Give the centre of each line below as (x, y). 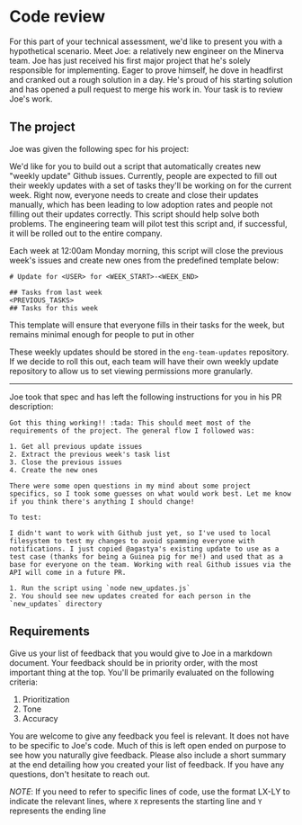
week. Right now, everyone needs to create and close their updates (134, 194)
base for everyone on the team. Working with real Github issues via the (151, 564)
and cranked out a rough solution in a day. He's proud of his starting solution (151, 79)
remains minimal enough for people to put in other (102, 334)
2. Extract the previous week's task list (90, 454)
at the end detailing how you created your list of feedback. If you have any (147, 764)
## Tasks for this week (54, 308)
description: (31, 406)
